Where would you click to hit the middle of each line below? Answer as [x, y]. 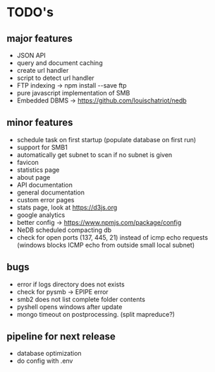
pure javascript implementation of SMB [73, 93]
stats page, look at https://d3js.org [67, 207]
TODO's [30, 12]
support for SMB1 [42, 147]
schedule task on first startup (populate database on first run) [106, 139]
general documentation [51, 192]
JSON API [31, 55]
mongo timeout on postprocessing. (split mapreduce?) [96, 314]
